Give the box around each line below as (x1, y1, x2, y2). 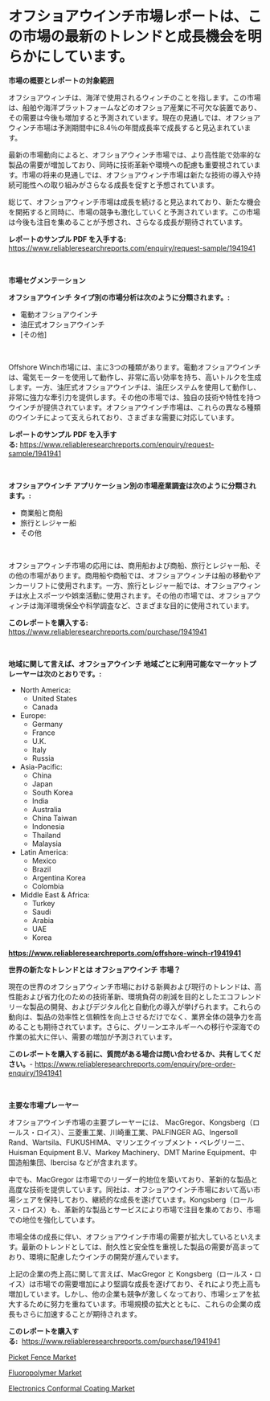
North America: (19, 684, 71, 695)
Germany (31, 719, 63, 729)
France (31, 728, 56, 737)
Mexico (31, 856, 57, 865)
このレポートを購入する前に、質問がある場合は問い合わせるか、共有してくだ (8, 1049, 261, 1059)
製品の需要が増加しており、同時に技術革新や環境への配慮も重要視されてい (8, 160, 255, 170)
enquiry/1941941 (8, 1068, 63, 1077)
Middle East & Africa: (19, 889, 90, 900)
